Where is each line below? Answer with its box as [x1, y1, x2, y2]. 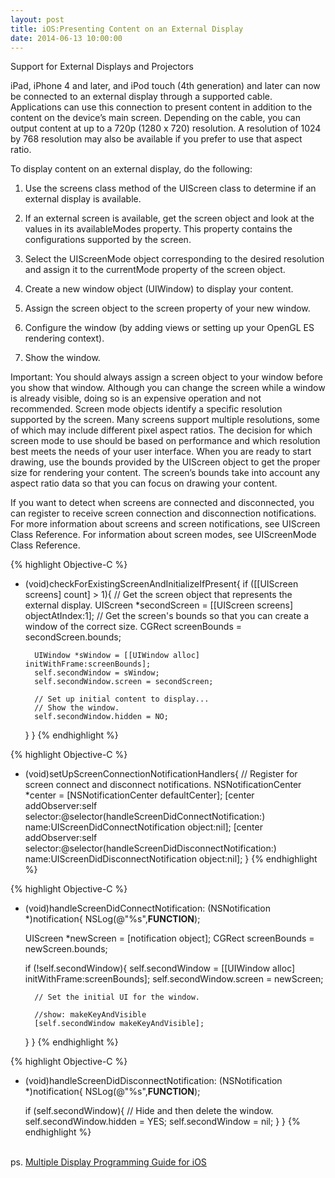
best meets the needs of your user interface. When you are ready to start [10, 446, 312, 458]
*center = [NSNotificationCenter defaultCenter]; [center [24, 789, 255, 801]
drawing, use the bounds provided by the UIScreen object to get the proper [10, 456, 321, 468]
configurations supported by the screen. [24, 234, 192, 246]
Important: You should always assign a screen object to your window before [10, 371, 323, 383]
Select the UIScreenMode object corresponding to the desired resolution [24, 253, 325, 265]
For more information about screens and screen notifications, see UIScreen [10, 518, 321, 530]
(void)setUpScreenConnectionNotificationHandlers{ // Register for [24, 768, 298, 780]
